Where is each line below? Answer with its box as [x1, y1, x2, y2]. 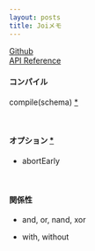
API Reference [9, 55, 62, 66]
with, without [21, 231, 69, 242]
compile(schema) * [9, 97, 79, 107]
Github [9, 45, 33, 56]
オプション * [9, 135, 55, 146]
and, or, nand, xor [21, 215, 86, 225]
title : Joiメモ [9, 21, 62, 30]
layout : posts [9, 12, 62, 22]
